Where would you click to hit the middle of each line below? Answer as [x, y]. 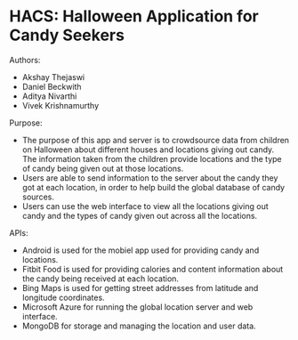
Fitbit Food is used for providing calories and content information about [153, 269]
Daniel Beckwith [52, 86]
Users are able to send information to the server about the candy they [150, 178]
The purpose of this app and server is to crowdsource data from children [156, 140]
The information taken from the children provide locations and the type [152, 158]
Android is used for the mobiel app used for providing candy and [141, 250]
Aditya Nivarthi [49, 96]
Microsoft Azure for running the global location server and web [137, 307]
